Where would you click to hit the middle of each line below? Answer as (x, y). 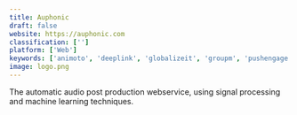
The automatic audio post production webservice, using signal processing (145, 92)
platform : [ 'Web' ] (43, 50)
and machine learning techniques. (72, 101)
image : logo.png (39, 67)
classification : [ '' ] (49, 42)
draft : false (33, 26)
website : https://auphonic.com (67, 34)
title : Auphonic (39, 17)
